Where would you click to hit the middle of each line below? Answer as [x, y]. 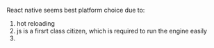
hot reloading [35, 23]
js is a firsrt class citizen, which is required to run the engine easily [112, 31]
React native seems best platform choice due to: [76, 10]
